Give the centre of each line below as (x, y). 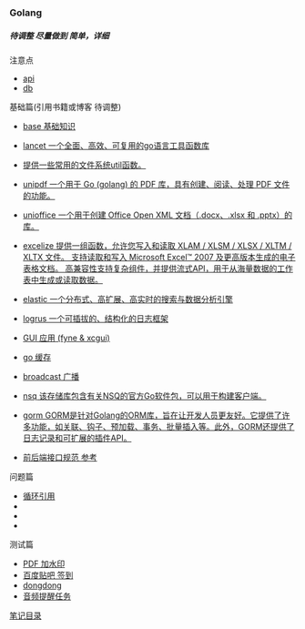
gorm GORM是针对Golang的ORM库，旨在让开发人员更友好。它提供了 (152, 415)
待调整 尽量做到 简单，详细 (59, 36)
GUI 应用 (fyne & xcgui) (66, 338)
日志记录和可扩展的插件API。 (77, 438)
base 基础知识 (49, 126)
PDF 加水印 (44, 563)
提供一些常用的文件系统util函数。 (84, 165)
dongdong (42, 585)
